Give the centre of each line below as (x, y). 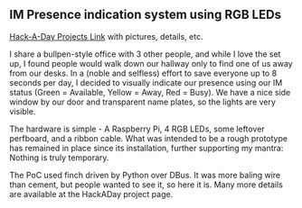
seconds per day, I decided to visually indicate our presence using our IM (146, 82)
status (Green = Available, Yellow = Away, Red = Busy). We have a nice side (150, 92)
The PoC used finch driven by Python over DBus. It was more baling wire (145, 175)
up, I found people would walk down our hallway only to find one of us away (151, 63)
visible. (23, 111)
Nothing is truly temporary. (59, 158)
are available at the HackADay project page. (91, 194)
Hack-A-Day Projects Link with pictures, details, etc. (106, 36)
